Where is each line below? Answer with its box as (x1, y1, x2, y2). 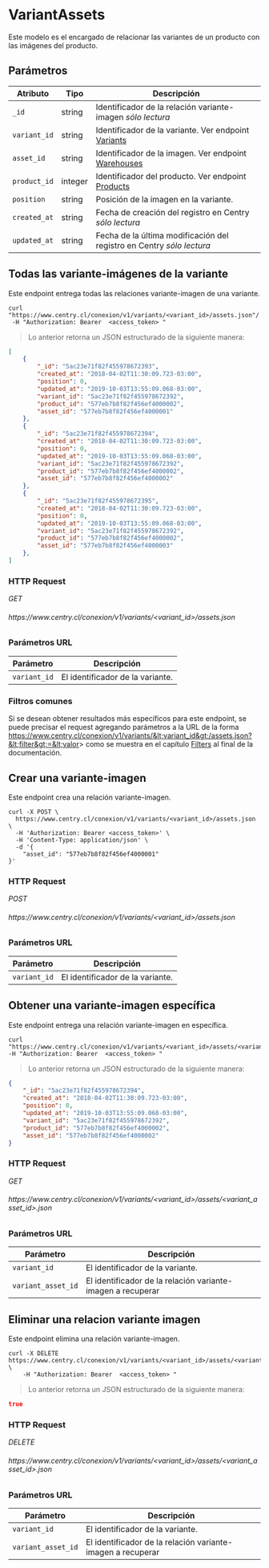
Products (95, 181, 130, 192)
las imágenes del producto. (8, 40, 98, 50)
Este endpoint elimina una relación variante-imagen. (8, 1334, 180, 1344)
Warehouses (95, 157, 143, 169)
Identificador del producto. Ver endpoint (95, 170, 247, 181)
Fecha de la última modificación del (95, 230, 230, 241)
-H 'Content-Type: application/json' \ (15, 836, 149, 844)
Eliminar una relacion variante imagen (8, 1313, 201, 1326)
